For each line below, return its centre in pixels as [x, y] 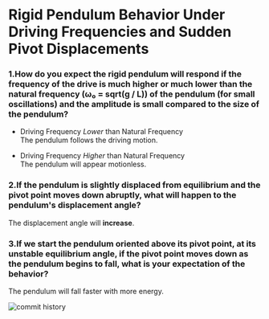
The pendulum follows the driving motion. [89, 140]
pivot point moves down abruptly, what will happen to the [122, 195]
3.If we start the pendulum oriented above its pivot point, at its [132, 243]
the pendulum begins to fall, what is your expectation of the [127, 264]
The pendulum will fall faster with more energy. [86, 292]
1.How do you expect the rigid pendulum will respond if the [125, 74]
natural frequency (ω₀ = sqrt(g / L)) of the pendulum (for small [132, 94]
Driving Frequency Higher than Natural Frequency [102, 156]
